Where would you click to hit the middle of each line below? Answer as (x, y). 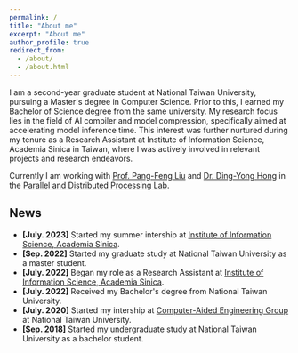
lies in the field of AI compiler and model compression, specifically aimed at (148, 120)
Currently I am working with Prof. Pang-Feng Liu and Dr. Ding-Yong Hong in (148, 175)
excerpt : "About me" (48, 34)
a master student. (54, 262)
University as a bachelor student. (83, 338)
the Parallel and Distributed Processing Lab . (89, 185)
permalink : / (33, 17)
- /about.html (43, 68)
